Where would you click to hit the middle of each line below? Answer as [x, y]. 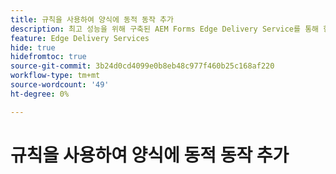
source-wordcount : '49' [60, 85]
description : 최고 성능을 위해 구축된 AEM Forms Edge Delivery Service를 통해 [165, 29]
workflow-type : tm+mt [55, 76]
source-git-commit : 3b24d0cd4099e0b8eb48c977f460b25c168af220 [142, 66]
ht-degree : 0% [40, 94]
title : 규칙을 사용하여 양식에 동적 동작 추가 [92, 19]
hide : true [33, 47]
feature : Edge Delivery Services [80, 38]
